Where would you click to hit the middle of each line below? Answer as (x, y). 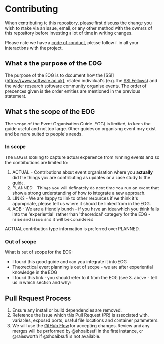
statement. (16, 96)
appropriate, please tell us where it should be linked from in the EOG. (82, 203)
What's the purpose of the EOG (54, 63)
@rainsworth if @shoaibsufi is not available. (56, 336)
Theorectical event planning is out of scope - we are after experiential (82, 267)
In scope (15, 147)
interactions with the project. (34, 48)
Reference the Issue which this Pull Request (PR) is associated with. (81, 315)
